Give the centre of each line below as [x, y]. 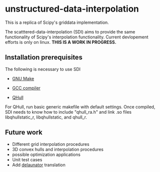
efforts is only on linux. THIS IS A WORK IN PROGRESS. [61, 42]
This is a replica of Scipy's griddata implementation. [57, 22]
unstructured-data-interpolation [72, 9]
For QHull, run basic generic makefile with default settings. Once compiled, [80, 107]
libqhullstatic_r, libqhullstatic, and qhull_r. [46, 117]
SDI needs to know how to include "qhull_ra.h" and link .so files [68, 112]
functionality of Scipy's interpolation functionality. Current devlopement [77, 37]
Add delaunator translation [39, 165]
